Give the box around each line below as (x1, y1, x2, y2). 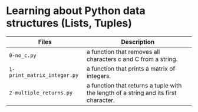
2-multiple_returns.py (9, 89, 72, 96)
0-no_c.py (9, 52, 37, 59)
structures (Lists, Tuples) (6, 16, 133, 30)
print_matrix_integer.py (9, 72, 79, 79)
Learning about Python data (6, 4, 146, 18)
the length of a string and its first (86, 89, 177, 97)
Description (120, 38, 155, 46)
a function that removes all (86, 47, 160, 56)
